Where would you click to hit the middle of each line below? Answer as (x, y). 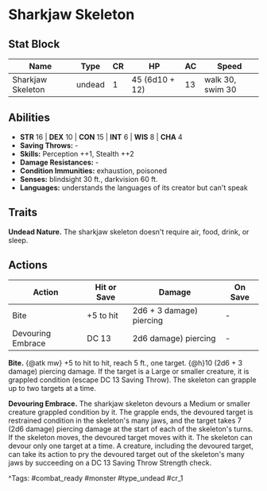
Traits (23, 213)
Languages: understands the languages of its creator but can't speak (133, 188)
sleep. (18, 240)
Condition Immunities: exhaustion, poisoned (93, 170)
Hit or (106, 288)
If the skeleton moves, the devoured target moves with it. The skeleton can (130, 438)
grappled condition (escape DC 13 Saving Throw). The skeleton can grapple (132, 380)
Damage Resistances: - (59, 162)
